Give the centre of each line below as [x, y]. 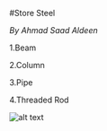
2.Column [27, 65]
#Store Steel [32, 13]
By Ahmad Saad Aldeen [53, 30]
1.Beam [23, 48]
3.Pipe [21, 83]
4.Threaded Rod [39, 100]
